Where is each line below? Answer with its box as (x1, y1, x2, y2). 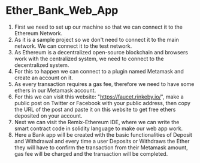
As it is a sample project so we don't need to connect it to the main (14, 36, 179, 43)
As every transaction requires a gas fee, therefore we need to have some (14, 80, 195, 87)
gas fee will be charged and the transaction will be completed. (14, 150, 168, 157)
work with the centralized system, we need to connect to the (14, 55, 164, 62)
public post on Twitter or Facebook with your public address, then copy (14, 99, 191, 106)
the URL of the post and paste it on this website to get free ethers (14, 106, 176, 113)
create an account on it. (14, 74, 73, 81)
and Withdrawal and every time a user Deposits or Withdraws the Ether (14, 137, 190, 144)
